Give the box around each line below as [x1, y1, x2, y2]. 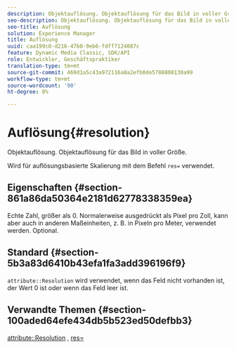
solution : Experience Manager [7, 29, 96, 37]
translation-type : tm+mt [7, 62, 80, 69]
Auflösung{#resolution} [7, 125, 150, 141]
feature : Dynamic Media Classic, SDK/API [7, 50, 131, 57]
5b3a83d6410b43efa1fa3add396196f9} [7, 257, 186, 270]
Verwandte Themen [7, 304, 96, 316]
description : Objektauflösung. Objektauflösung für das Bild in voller [7, 10, 221, 18]
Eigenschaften [7, 182, 72, 193]
